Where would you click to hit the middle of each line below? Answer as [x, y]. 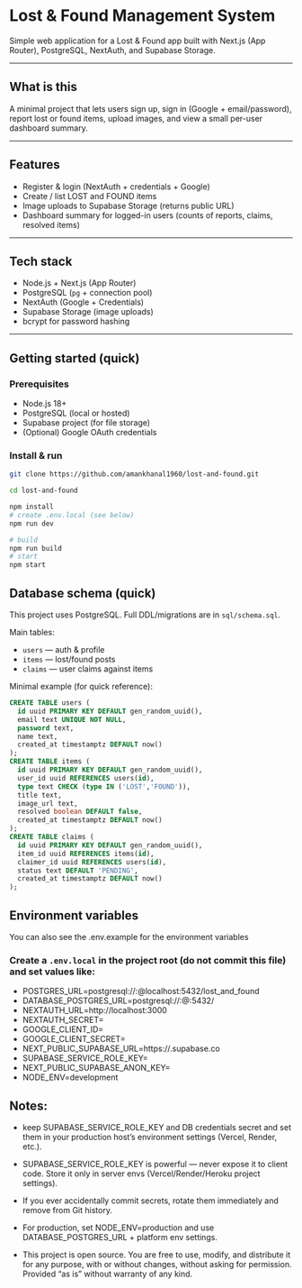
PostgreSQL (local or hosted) [76, 413]
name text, [38, 736]
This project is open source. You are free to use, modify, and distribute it [156, 1255]
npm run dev [31, 524]
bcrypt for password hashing [76, 322]
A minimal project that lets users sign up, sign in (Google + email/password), [151, 108]
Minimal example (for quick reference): [81, 687]
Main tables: [32, 633]
